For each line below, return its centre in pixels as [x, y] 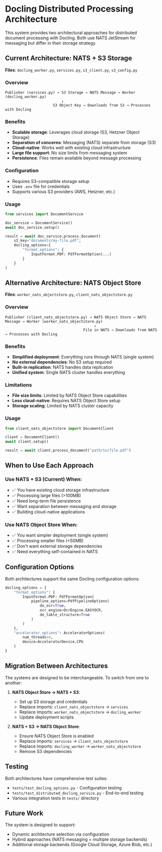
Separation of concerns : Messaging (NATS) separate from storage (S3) [84, 143]
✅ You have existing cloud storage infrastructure [61, 490]
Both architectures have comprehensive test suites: [56, 778]
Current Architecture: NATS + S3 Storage [69, 58]
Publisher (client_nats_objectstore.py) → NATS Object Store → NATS [76, 317]
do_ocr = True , [53, 606]
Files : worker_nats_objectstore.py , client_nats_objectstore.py [69, 295]
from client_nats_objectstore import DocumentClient [59, 428]
